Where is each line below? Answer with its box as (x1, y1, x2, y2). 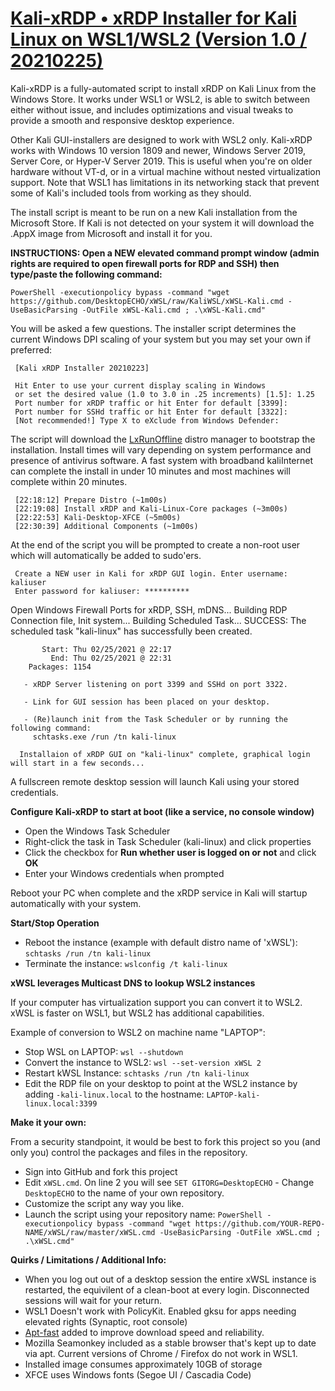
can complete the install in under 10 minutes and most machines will (10, 465, 291, 477)
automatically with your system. (10, 897, 142, 909)
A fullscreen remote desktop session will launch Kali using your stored (10, 775, 300, 787)
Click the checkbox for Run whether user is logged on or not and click (24, 846, 317, 858)
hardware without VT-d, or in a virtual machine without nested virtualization (10, 165, 322, 177)
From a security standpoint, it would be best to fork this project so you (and (10, 1135, 321, 1147)
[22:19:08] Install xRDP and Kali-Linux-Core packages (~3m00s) (14, 503, 288, 514)
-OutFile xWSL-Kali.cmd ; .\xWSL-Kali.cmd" (81, 305, 267, 315)
